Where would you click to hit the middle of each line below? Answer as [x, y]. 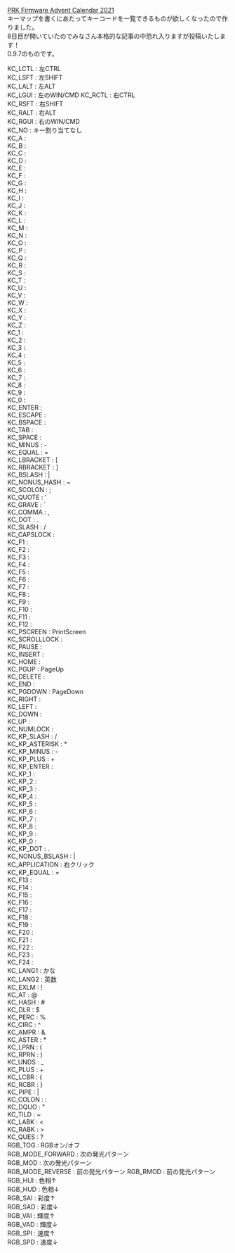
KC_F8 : [19, 594]
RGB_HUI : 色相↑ [32, 1180]
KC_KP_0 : [22, 841]
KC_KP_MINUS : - [33, 751]
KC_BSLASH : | [29, 475]
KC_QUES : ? [26, 1137]
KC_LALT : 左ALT [32, 86]
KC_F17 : [20, 910]
